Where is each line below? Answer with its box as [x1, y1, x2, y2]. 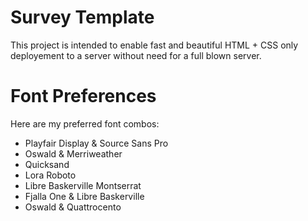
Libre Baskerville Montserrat [24, 179, 142, 191]
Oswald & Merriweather [24, 147, 123, 160]
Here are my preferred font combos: [10, 117, 160, 130]
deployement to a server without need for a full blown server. [10, 49, 262, 61]
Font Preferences [10, 85, 157, 108]
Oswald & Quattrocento [24, 201, 122, 213]
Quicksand [24, 158, 70, 170]
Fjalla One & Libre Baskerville [24, 190, 145, 202]
